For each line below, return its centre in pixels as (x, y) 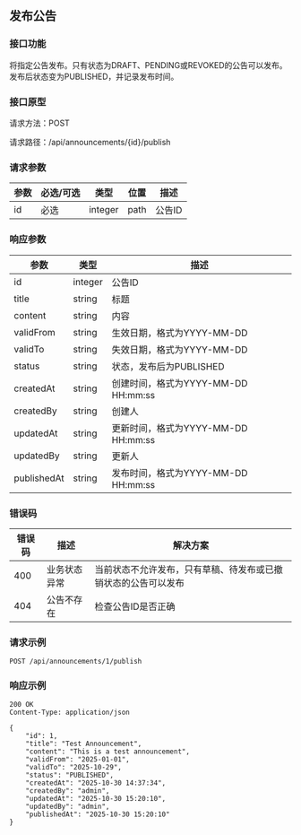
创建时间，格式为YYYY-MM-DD (180, 383)
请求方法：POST (39, 123)
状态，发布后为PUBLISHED (168, 366)
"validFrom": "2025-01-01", (77, 760)
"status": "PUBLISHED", (70, 775)
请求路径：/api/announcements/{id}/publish (90, 142)
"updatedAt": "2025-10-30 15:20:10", (96, 799)
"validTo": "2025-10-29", (74, 768)
